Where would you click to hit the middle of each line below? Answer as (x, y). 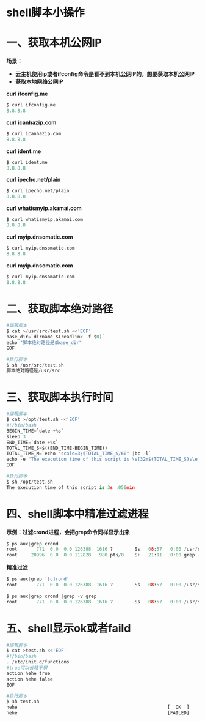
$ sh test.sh (23, 701)
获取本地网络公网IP (39, 82)
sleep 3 (16, 436)
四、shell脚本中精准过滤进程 (77, 514)
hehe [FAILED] (98, 713)
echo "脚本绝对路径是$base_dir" (44, 342)
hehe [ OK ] (98, 708)
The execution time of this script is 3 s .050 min (71, 487)
